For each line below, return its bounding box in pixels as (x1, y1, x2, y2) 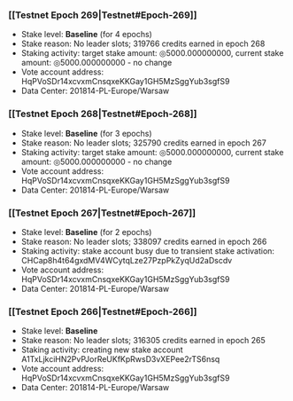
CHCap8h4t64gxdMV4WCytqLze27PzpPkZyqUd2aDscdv (20, 255, 233, 265)
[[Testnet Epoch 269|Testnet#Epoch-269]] (8, 9, 197, 21)
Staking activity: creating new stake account (20, 344, 183, 355)
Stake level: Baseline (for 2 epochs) (20, 226, 152, 237)
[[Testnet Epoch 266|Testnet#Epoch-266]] (8, 305, 197, 318)
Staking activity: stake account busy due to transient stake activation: (20, 245, 275, 256)
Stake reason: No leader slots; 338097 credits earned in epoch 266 (20, 236, 267, 247)
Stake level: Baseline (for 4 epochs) (20, 29, 152, 40)
